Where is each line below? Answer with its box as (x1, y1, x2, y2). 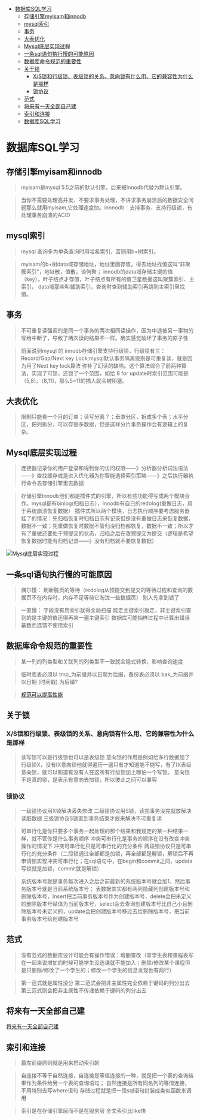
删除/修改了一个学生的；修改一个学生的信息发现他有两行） (31, 966, 175, 974)
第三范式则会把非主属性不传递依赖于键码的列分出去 (20, 986, 147, 994)
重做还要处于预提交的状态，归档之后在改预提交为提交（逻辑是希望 (31, 530, 194, 537)
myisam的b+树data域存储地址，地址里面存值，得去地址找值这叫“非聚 (20, 260, 191, 268)
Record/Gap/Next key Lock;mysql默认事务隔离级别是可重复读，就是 (20, 355, 188, 362)
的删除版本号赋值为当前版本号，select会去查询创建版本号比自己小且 (20, 900, 188, 907)
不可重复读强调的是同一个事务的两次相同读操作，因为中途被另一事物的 (20, 326, 194, 334)
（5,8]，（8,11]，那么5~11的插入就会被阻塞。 (20, 377, 128, 384)
